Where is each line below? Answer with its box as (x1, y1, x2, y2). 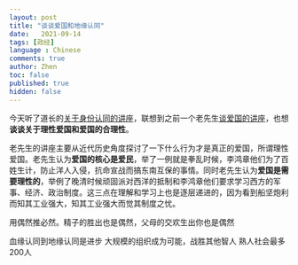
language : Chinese (9, 46, 82, 55)
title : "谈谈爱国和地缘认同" (9, 21, 105, 30)
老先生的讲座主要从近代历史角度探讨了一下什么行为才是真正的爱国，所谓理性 (9, 143, 289, 153)
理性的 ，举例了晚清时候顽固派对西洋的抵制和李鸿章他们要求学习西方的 (16, 175, 273, 186)
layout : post (9, 12, 58, 22)
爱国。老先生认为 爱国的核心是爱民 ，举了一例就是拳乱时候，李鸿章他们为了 (9, 153, 281, 164)
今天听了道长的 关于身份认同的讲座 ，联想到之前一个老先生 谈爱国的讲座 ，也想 (9, 113, 289, 123)
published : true (9, 79, 69, 88)
